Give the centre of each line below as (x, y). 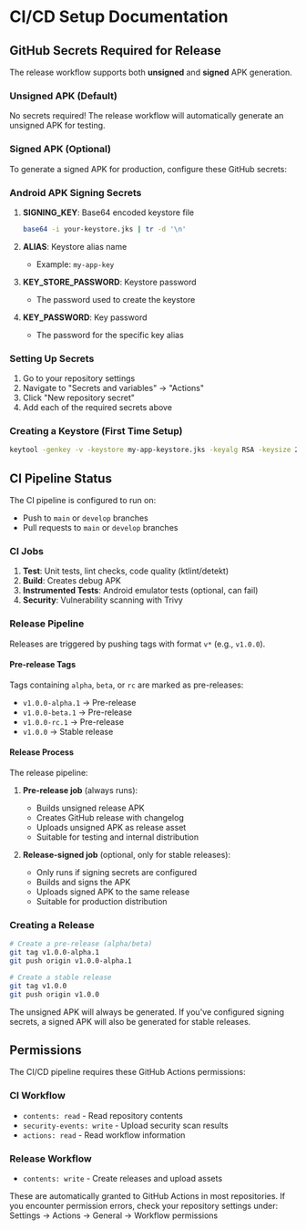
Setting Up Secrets (52, 358)
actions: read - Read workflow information (104, 1135)
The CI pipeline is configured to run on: (83, 501)
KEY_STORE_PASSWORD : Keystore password (110, 282)
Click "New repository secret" (78, 398)
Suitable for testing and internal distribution (117, 837)
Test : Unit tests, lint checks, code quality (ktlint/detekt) (126, 571)
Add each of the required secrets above (97, 408)
